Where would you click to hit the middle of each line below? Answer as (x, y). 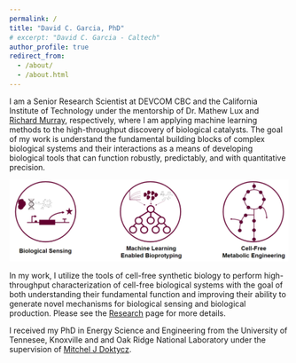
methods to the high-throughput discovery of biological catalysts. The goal (146, 130)
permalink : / (33, 19)
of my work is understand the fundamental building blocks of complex (137, 138)
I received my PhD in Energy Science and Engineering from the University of (148, 331)
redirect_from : (37, 56)
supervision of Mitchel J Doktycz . (70, 350)
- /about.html (43, 75)
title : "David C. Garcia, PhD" (67, 28)
